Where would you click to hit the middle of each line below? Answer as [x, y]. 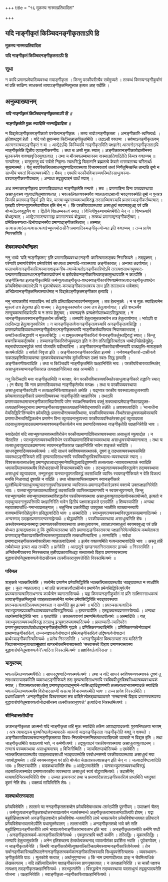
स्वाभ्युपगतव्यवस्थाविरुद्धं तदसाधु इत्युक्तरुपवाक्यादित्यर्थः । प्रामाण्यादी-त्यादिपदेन [66, 622]
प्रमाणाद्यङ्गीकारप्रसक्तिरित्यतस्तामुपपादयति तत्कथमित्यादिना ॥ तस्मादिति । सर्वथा [68, 536]
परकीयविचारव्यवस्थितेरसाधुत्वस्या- [104, 173]
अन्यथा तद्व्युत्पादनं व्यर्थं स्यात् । [68, 178]
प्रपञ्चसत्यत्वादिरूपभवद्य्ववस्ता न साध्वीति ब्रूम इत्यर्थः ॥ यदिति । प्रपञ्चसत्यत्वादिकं [69, 605]
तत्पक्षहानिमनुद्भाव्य [20, 407]
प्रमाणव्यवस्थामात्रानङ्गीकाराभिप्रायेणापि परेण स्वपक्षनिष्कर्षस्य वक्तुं [54, 402]
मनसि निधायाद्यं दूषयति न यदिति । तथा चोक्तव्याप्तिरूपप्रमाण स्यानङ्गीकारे [62, 479]
